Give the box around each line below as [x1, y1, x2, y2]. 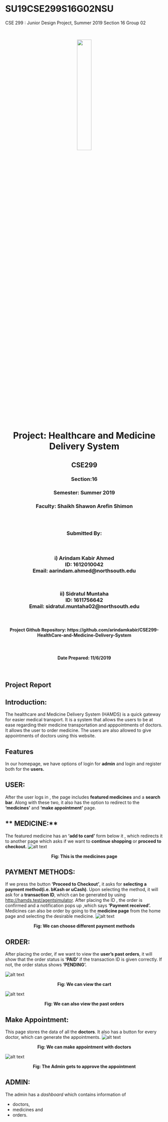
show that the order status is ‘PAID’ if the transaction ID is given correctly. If [5, 956, 162, 963]
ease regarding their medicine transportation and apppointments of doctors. [5, 722, 163, 728]
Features [5, 747, 34, 756]
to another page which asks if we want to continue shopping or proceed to [5, 838, 161, 844]
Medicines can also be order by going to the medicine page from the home [5, 908, 161, 914]
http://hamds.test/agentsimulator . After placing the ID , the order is [5, 897, 143, 903]
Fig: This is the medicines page [51, 853, 118, 859]
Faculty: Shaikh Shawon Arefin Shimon [36, 503, 133, 510]
